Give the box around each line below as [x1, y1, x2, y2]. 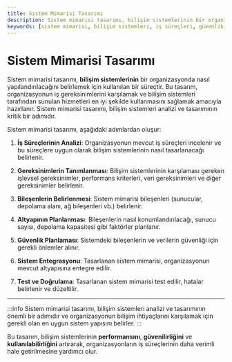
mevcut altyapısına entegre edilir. [17, 264, 112, 272]
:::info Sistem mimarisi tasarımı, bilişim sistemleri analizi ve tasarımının [7, 305, 206, 313]
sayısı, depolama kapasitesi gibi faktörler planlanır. [17, 223, 161, 231]
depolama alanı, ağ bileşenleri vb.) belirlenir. [17, 202, 143, 210]
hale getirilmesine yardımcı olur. [7, 348, 98, 356]
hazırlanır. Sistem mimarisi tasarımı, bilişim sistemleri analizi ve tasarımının [7, 105, 217, 113]
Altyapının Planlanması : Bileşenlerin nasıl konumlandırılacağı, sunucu [17, 215, 216, 224]
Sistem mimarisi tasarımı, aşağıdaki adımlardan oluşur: [7, 125, 162, 134]
